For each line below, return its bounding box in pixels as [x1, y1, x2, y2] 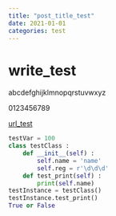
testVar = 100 [8, 134, 56, 143]
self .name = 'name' [37, 157, 102, 165]
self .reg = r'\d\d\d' [37, 164, 110, 173]
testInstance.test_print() [8, 194, 98, 202]
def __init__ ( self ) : [22, 149, 94, 157]
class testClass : [8, 142, 70, 150]
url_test [8, 119, 34, 128]
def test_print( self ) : [22, 172, 102, 180]
